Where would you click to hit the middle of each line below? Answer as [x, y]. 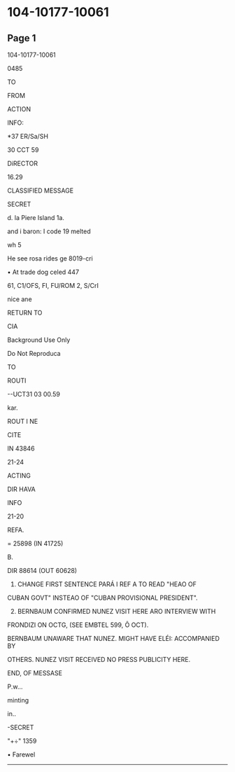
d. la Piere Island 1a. [36, 218]
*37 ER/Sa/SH [28, 136]
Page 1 [22, 38]
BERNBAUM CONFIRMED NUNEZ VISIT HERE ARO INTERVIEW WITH [116, 611]
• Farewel [21, 754]
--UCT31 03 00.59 [34, 394]
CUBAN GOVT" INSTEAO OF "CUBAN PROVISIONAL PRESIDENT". [102, 598]
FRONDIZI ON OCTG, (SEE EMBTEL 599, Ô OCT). [78, 625]
